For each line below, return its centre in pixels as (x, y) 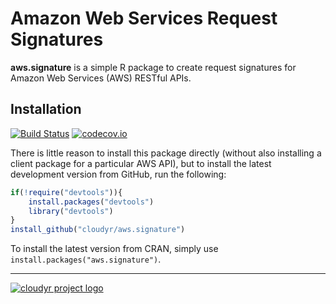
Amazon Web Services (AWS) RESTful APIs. (101, 78)
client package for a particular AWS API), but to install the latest (141, 163)
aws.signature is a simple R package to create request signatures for (153, 67)
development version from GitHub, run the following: (118, 174)
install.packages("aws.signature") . (86, 259)
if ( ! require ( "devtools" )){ (66, 192)
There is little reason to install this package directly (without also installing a (166, 153)
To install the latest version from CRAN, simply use (114, 249)
